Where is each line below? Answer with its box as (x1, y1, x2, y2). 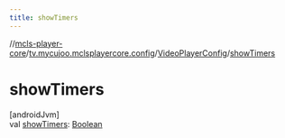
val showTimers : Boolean (9, 118, 103, 129)
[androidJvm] (9, 109, 60, 120)
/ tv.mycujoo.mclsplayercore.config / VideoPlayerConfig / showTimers (25, 47, 276, 59)
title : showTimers (9, 13, 78, 23)
